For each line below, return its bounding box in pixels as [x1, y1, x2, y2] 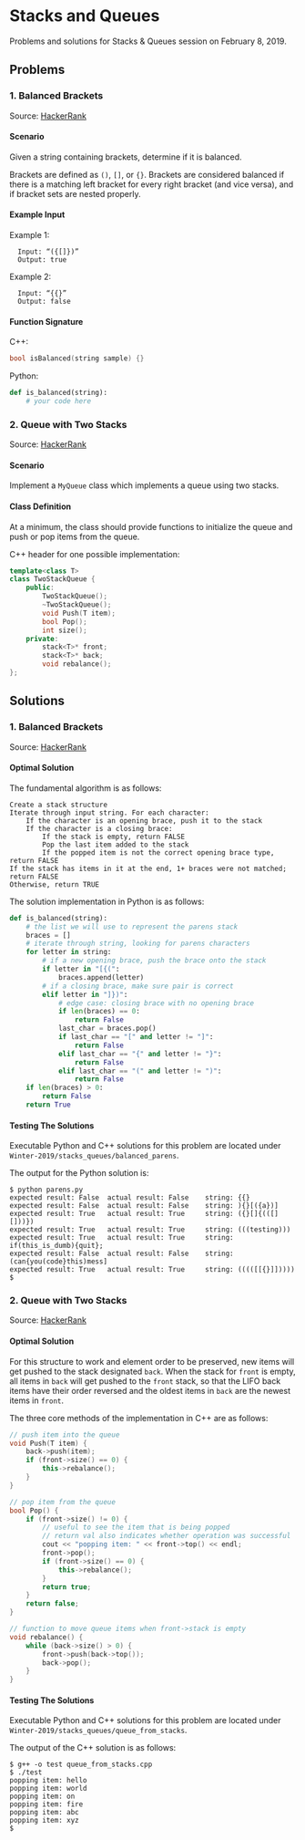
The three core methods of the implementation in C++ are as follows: [9, 1412, 269, 1423]
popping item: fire [9, 1800, 84, 1809]
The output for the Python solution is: [9, 1168, 149, 1179]
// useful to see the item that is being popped [42, 1523, 230, 1533]
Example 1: [9, 230, 50, 241]
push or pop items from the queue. [9, 531, 140, 542]
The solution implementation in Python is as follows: [9, 896, 205, 907]
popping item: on [9, 1792, 76, 1802]
